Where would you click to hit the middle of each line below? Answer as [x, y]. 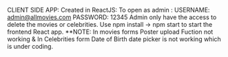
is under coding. [30, 46]
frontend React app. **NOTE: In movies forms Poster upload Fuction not [110, 32]
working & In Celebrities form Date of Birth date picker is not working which [114, 39]
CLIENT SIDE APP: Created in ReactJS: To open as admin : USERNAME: [108, 10]
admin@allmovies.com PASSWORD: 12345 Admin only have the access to [112, 17]
